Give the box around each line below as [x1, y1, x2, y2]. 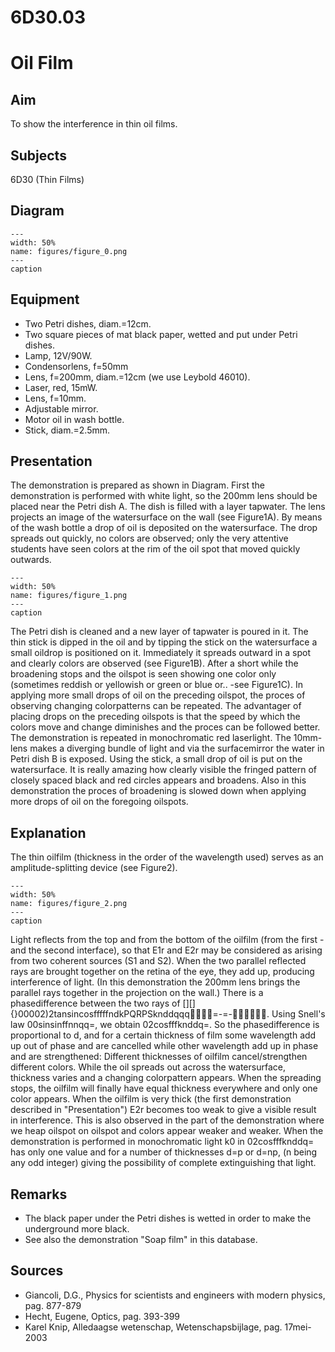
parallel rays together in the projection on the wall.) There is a [10, 987, 264, 999]
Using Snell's [271, 1008, 326, 1020]
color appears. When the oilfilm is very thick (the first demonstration [10, 1093, 292, 1105]
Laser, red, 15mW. [24, 381, 98, 393]
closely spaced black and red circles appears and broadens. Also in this [10, 774, 307, 786]
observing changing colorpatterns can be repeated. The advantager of [10, 700, 302, 712]
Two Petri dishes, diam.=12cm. [24, 317, 152, 330]
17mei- [284, 1321, 312, 1333]
